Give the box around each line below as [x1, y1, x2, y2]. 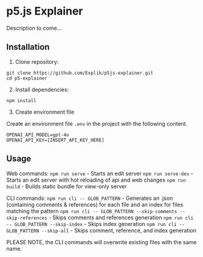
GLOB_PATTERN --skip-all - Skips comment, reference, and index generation [6, 227, 196, 234]
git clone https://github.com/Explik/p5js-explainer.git [6, 70, 154, 76]
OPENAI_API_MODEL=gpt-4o [6, 132, 69, 138]
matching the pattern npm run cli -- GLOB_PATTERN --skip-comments [6, 207, 177, 214]
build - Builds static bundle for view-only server [6, 182, 127, 190]
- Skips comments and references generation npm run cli [48, 214, 194, 221]
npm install [6, 97, 36, 104]
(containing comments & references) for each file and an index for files [6, 200, 184, 208]
